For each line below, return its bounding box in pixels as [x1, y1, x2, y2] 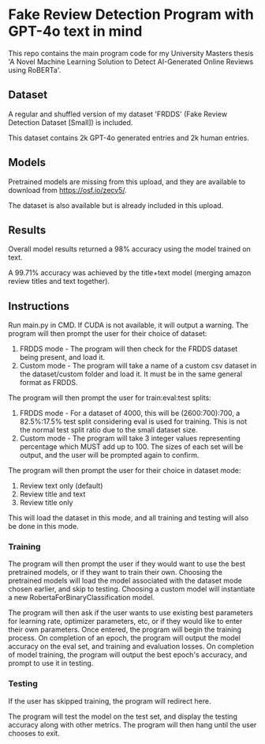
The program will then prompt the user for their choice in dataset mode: [8, 466, 241, 475]
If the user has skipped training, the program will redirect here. [8, 696, 211, 705]
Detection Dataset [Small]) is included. [8, 117, 133, 127]
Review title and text [19, 489, 86, 499]
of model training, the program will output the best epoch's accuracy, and [8, 650, 248, 659]
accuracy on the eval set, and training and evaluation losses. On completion [8, 642, 255, 651]
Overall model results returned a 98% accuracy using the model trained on [8, 244, 251, 254]
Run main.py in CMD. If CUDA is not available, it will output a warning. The [8, 320, 248, 330]
